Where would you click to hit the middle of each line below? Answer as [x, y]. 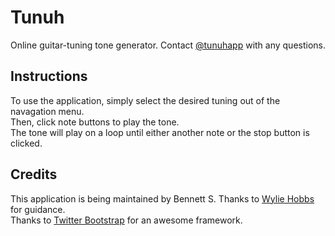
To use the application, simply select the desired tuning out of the [145, 100]
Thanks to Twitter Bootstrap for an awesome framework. [126, 220]
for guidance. [38, 209]
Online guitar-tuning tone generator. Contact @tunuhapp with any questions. [168, 45]
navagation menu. [47, 111]
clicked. [26, 143]
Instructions [49, 76]
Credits [34, 174]
